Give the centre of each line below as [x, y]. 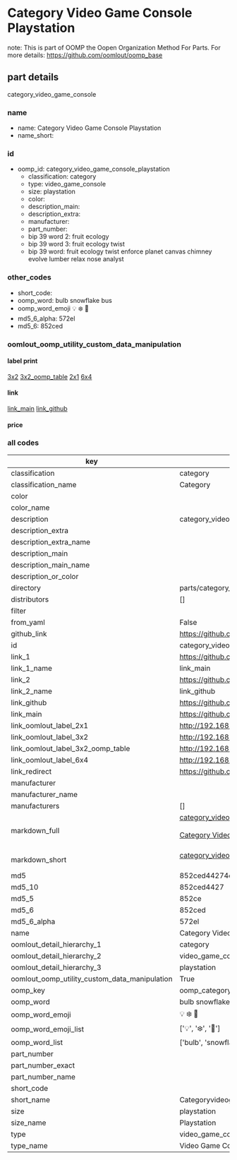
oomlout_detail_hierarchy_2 [56, 956]
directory [26, 587]
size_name [29, 1123]
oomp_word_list [37, 1042]
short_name [31, 1099]
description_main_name [50, 565]
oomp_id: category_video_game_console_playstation [94, 169]
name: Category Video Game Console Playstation [89, 128]
